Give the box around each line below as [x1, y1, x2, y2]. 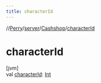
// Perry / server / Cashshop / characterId [6, 25, 95, 32]
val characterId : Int [6, 71, 51, 78]
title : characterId [6, 8, 53, 15]
